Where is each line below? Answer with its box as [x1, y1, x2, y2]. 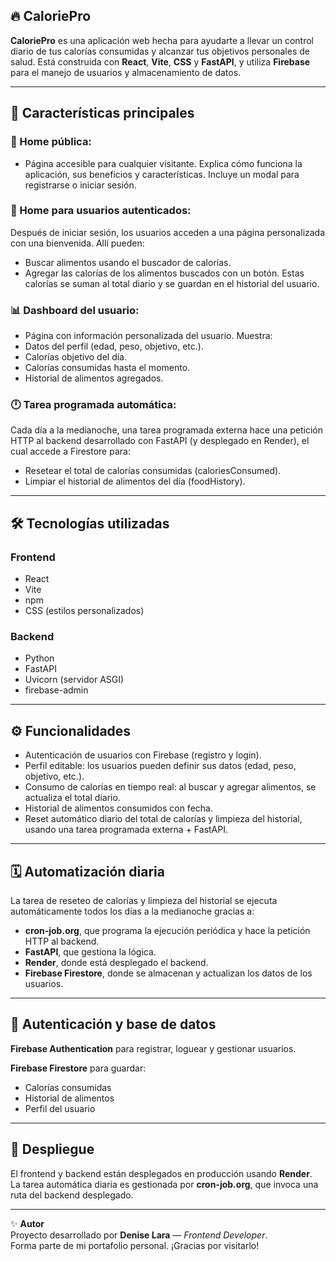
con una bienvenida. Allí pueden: [10, 237, 145, 249]
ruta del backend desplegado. [10, 1189, 134, 1201]
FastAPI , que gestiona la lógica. [24, 946, 157, 958]
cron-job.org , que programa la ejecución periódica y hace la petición [24, 925, 311, 936]
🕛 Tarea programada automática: [10, 398, 177, 412]
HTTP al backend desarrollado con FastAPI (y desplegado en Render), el [10, 435, 310, 447]
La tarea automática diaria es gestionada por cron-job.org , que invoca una [10, 1178, 319, 1190]
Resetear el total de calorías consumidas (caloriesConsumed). [24, 465, 282, 477]
